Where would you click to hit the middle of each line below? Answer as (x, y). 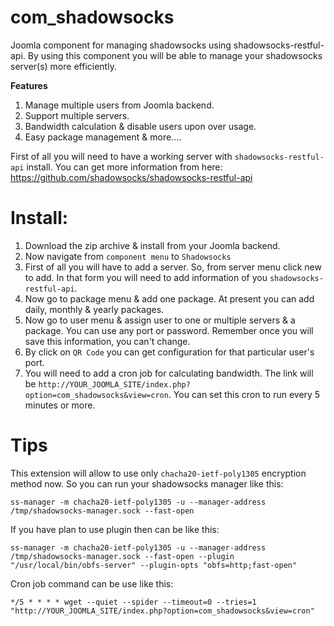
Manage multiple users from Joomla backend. (119, 105)
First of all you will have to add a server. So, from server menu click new (173, 267)
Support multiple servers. (77, 115)
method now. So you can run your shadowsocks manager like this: (147, 483)
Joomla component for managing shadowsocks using (121, 45)
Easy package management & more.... (103, 137)
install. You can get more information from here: (124, 167)
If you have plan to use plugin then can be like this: (115, 529)
